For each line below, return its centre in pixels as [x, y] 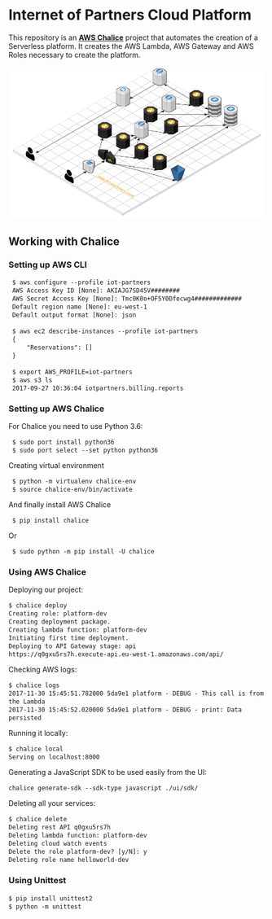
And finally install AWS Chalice [60, 505]
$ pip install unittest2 [50, 898]
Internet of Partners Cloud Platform [130, 15]
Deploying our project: [46, 590]
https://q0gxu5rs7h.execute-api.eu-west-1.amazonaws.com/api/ [116, 654]
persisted [25, 718]
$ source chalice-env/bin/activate [72, 490]
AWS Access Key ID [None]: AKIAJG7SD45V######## [96, 291]
